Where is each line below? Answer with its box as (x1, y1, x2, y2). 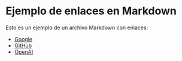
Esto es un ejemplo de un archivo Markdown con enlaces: (5, 24, 148, 31)
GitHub (14, 42, 32, 49)
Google (14, 35, 33, 42)
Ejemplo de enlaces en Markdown (5, 4, 177, 18)
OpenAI (14, 48, 34, 55)
